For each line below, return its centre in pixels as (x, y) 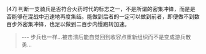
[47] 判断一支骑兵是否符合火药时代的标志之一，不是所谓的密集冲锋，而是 (98, 9)
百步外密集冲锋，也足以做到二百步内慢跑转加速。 (68, 24)
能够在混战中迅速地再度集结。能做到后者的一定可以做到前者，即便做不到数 (105, 16)
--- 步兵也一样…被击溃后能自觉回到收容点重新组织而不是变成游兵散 (106, 37)
